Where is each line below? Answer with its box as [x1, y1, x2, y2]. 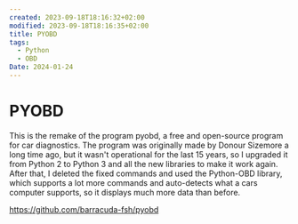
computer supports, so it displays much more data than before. [9, 187, 241, 197]
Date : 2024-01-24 [9, 63, 74, 72]
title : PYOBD [9, 29, 58, 38]
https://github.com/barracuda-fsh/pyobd [9, 204, 159, 214]
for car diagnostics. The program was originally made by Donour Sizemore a [9, 140, 289, 150]
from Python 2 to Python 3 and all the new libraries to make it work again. [9, 158, 278, 169]
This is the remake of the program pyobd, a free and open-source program [9, 130, 284, 140]
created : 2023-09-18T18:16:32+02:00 [9, 12, 145, 22]
